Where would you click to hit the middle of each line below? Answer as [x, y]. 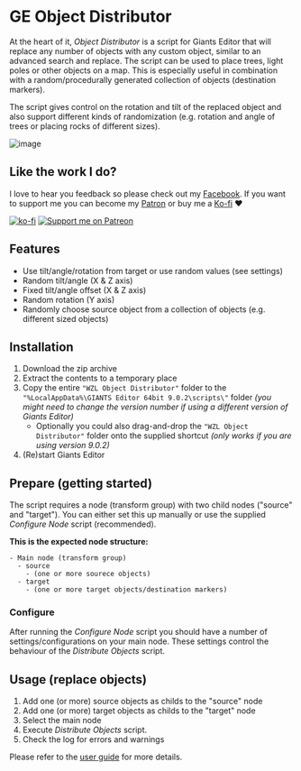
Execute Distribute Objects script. [85, 730]
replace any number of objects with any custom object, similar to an [135, 50]
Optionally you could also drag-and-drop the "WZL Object [142, 427]
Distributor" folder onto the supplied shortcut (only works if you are [164, 436]
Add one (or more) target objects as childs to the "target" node [139, 711]
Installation [41, 347]
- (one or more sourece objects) [88, 574]
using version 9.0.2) [73, 445]
